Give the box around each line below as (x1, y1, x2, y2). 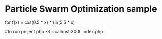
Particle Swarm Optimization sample (5, 3, 157, 14)
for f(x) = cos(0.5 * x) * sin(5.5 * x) (5, 19, 75, 25)
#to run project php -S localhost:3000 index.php (5, 28, 103, 34)
